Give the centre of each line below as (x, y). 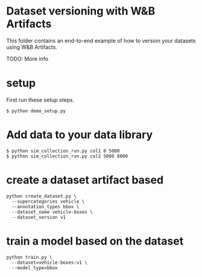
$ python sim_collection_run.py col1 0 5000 (63, 151)
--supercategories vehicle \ (48, 201)
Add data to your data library (80, 135)
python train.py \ (29, 257)
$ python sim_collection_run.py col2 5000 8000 (67, 156)
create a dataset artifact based (85, 180)
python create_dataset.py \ (42, 196)
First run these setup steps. (40, 100)
